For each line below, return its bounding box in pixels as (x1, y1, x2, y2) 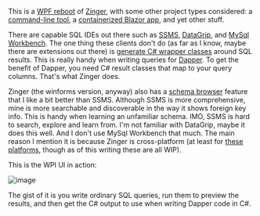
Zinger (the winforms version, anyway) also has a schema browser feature (8, 87, 248, 96)
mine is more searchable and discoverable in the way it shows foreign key (8, 103, 247, 113)
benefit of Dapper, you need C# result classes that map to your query (8, 63, 233, 73)
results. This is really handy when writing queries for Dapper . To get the (8, 55, 239, 64)
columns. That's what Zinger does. (8, 72, 121, 81)
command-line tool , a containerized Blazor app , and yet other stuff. (8, 15, 225, 24)
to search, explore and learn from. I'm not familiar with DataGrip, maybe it (8, 121, 245, 129)
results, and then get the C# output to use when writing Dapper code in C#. (8, 199, 251, 208)
